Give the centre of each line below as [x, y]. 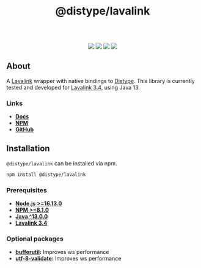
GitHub [24, 129]
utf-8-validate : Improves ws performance [68, 259]
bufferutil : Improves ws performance [62, 252]
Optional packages [35, 239]
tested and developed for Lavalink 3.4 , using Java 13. [73, 87]
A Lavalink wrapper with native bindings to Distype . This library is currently [101, 81]
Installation [28, 149]
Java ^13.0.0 [31, 217]
